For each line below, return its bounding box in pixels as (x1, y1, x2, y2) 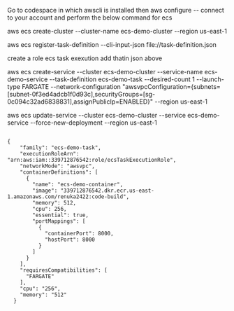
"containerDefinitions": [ (20, 169, 98, 176)
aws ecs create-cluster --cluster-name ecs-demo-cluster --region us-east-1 (7, 27, 227, 35)
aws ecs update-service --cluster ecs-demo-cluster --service (7, 111, 187, 119)
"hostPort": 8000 (44, 236, 96, 243)
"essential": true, (32, 212, 89, 219)
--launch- (196, 75, 225, 83)
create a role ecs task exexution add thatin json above (7, 54, 163, 62)
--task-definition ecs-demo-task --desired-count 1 (49, 75, 196, 83)
